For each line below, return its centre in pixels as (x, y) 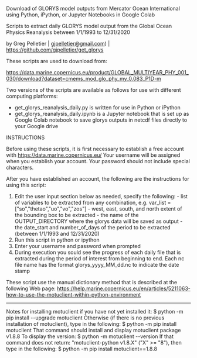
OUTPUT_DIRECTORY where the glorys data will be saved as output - (98, 221)
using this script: (26, 185)
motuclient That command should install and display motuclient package (94, 330)
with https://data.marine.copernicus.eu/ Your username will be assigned (93, 155)
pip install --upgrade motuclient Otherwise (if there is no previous (85, 318)
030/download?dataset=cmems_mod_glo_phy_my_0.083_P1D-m (84, 79)
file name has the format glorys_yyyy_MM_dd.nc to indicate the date (97, 265)
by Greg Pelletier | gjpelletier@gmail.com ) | (58, 44)
